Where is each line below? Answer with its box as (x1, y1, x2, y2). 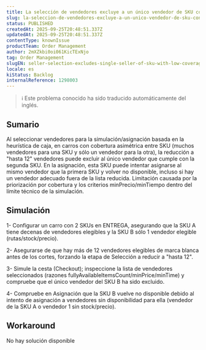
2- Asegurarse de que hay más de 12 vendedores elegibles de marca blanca (6, 246, 199, 254)
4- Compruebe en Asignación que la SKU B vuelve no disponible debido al (6, 289, 194, 297)
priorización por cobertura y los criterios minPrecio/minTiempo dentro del (6, 181, 193, 188)
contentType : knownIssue (6, 37, 70, 44)
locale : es (6, 66, 34, 72)
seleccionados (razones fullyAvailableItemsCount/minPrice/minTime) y (6, 271, 185, 279)
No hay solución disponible (6, 337, 75, 344)
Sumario (6, 119, 40, 129)
